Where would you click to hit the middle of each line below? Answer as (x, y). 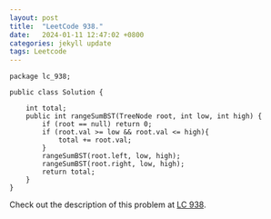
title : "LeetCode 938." (56, 26)
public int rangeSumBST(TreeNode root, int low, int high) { (144, 116)
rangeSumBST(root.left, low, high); (111, 156)
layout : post (34, 18)
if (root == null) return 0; (97, 124)
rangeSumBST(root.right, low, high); (113, 164)
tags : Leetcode (38, 52)
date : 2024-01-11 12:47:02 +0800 (77, 35)
